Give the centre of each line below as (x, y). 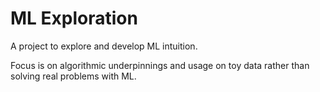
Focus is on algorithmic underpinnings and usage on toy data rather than (160, 65)
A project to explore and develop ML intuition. (104, 46)
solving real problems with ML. (73, 76)
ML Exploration (74, 18)
